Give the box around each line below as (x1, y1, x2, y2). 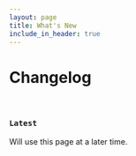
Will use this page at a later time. (9, 136, 128, 146)
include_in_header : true (9, 29, 101, 38)
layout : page (9, 12, 57, 22)
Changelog (9, 67, 92, 87)
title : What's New (9, 21, 77, 30)
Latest (9, 118, 38, 129)
